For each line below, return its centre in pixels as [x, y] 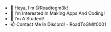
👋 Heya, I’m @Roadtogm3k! [39, 8]
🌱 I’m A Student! [27, 19]
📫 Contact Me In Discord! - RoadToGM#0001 [58, 24]
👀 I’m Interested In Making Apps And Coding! [57, 13]
